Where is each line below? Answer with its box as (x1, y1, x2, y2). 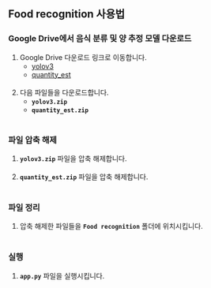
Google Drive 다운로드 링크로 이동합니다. (19, 52, 148, 62)
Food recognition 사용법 (8, 7, 125, 21)
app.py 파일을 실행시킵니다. (19, 271, 105, 280)
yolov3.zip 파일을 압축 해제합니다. (19, 153, 128, 163)
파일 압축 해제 (8, 134, 58, 145)
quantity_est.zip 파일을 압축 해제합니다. (19, 172, 149, 181)
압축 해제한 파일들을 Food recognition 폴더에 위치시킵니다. (19, 222, 203, 231)
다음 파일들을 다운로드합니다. (19, 88, 109, 97)
